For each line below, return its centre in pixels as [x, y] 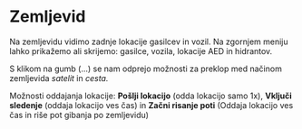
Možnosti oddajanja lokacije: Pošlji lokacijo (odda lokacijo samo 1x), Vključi [151, 96]
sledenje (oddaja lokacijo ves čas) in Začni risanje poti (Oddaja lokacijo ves [151, 105]
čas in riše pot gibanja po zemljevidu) [79, 115]
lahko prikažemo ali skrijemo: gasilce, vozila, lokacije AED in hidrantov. [141, 51]
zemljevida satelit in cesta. [59, 78]
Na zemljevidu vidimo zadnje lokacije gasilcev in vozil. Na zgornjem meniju [149, 41]
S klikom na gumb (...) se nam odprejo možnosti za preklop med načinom [146, 69]
